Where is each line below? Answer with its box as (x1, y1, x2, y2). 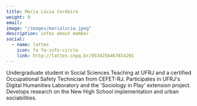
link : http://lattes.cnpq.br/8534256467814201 (17, 53, 135, 59)
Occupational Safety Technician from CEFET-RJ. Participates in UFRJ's (6, 75, 180, 82)
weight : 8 (6, 14, 31, 20)
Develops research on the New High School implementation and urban (6, 88, 179, 95)
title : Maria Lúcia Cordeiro (6, 8, 79, 15)
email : (6, 20, 23, 25)
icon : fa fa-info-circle (17, 47, 79, 53)
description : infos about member (6, 31, 89, 37)
